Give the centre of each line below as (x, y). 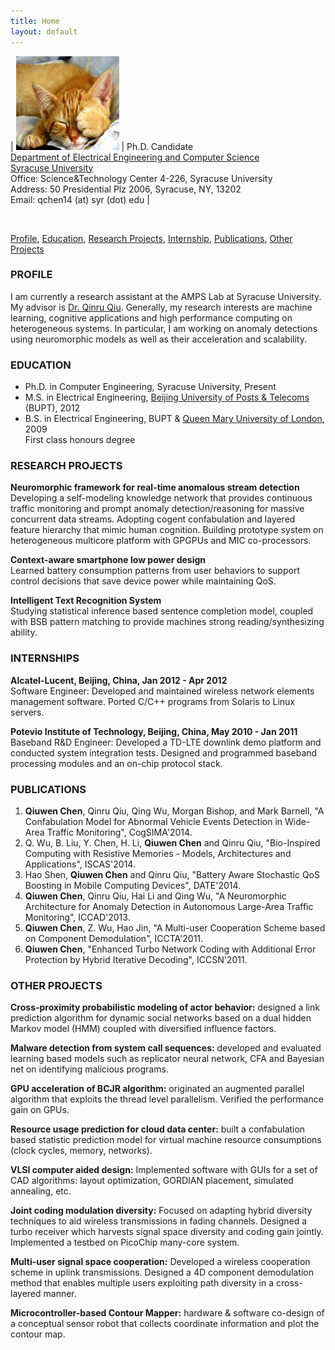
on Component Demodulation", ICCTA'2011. (114, 938)
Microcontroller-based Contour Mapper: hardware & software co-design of (167, 1313)
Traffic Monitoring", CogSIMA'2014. (119, 832)
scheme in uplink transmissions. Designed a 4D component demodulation (162, 1272)
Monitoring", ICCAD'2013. (77, 917)
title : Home (35, 21)
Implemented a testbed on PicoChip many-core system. (125, 1242)
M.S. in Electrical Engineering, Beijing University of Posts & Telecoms (167, 397)
